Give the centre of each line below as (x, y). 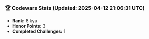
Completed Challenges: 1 (39, 31)
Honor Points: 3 (29, 26)
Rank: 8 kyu (25, 21)
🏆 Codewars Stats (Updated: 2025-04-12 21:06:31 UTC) (75, 8)
